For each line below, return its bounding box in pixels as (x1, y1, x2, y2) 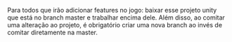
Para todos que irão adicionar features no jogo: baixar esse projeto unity (7, 6, 217, 14)
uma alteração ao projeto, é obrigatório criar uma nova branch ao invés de (7, 21, 223, 29)
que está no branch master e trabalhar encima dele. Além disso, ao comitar (7, 13, 225, 22)
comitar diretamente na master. (7, 28, 98, 36)
